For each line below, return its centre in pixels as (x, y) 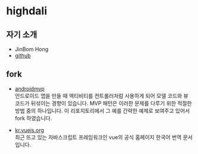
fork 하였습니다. (33, 118)
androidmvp (30, 88)
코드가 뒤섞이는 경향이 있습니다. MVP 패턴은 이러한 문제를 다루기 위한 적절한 (103, 103)
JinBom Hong (32, 49)
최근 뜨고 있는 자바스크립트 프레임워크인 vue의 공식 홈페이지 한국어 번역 (98, 137)
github (23, 56)
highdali (27, 11)
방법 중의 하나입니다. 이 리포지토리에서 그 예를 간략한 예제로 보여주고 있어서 (102, 110)
